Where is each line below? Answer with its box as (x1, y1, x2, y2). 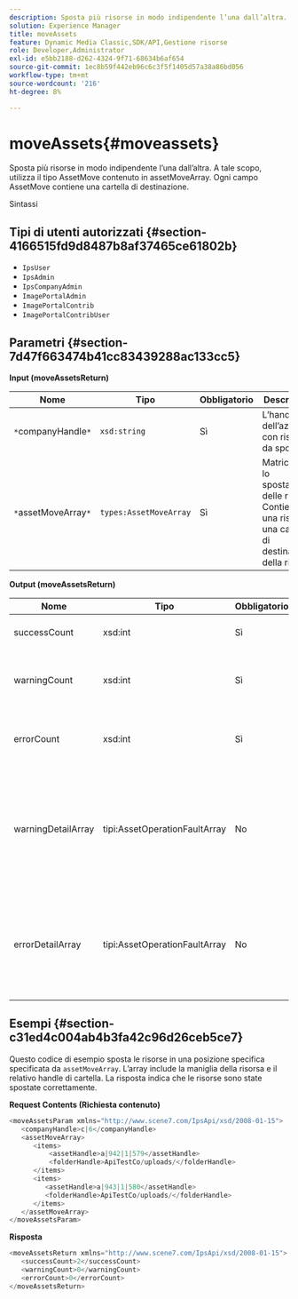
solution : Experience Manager (9, 21, 122, 30)
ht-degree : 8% (9, 87, 62, 96)
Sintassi (9, 199, 38, 210)
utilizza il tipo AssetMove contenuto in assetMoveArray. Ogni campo (9, 172, 259, 183)
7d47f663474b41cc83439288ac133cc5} (9, 348, 241, 364)
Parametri (9, 335, 65, 350)
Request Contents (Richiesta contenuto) (9, 1099, 161, 1110)
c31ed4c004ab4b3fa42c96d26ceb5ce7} (9, 1030, 244, 1045)
